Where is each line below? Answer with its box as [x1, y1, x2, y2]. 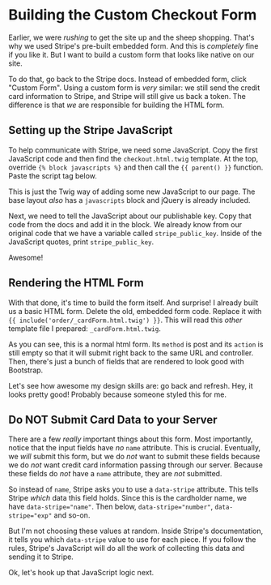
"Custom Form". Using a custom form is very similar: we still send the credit [8, 83, 260, 92]
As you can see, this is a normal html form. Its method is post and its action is [8, 339, 264, 349]
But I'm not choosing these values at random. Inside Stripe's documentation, [8, 526, 264, 536]
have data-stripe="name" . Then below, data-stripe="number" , [8, 501, 214, 512]
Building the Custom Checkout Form [8, 6, 257, 24]
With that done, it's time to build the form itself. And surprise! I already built [8, 298, 259, 308]
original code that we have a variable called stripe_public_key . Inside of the [8, 228, 263, 238]
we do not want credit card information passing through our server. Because [8, 460, 263, 470]
